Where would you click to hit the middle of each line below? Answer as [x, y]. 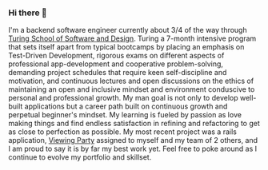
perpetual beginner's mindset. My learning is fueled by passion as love [125, 115]
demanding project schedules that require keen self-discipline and [118, 73]
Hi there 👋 [28, 13]
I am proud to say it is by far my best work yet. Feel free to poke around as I [133, 149]
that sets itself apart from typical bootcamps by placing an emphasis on [126, 47]
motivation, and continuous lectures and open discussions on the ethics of [131, 81]
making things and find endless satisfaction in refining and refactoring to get [134, 124]
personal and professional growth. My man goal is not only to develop [123, 98]
